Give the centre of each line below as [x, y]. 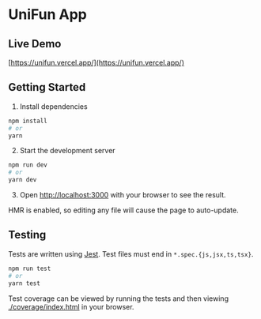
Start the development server [68, 151]
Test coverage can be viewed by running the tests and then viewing [119, 298]
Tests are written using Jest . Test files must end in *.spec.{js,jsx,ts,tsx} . [131, 253]
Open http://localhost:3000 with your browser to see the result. [123, 195]
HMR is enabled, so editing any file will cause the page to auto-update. [123, 210]
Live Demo [35, 44]
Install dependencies [54, 106]
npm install [28, 121]
